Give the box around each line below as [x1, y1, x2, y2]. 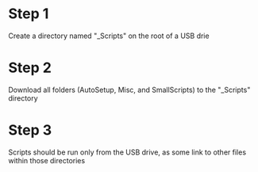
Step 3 [8, 121, 52, 140]
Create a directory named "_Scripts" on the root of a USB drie [8, 31, 210, 40]
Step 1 [8, 5, 49, 23]
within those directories [8, 155, 86, 165]
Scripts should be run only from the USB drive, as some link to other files [8, 147, 247, 157]
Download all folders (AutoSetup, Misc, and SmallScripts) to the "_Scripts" [8, 85, 251, 94]
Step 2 [8, 59, 52, 77]
